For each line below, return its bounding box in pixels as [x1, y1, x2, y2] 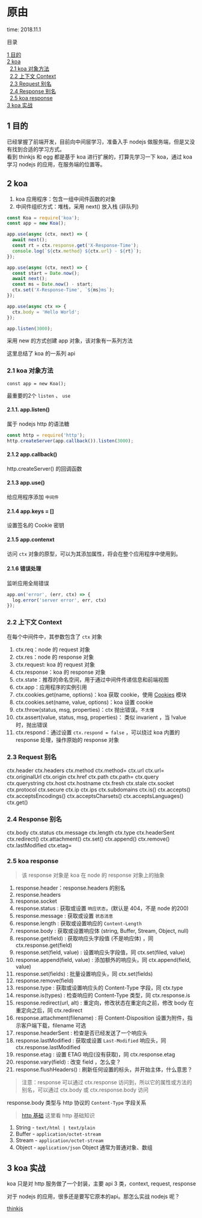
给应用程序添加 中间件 [7, 494, 59, 501]
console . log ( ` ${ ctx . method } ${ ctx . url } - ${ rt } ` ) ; [12, 248, 142, 254]
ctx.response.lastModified [15, 1043, 81, 1050]
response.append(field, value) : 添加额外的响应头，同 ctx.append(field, [15, 956, 191, 963]
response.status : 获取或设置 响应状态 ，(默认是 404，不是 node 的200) [15, 905, 189, 912]
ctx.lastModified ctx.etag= [7, 842, 72, 849]
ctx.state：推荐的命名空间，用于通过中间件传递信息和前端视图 [15, 676, 169, 683]
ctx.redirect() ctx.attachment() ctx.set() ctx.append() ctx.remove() [7, 835, 170, 843]
